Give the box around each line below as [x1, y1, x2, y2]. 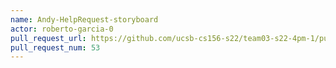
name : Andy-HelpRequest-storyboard [10, 14, 159, 25]
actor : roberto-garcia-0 [10, 24, 114, 34]
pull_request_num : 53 [10, 42, 101, 53]
